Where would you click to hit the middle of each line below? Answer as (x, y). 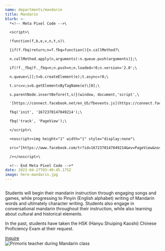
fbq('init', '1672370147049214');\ (46, 112)
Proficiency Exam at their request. (39, 229)
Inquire (12, 238)
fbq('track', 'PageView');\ (38, 121)
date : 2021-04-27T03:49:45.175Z (38, 170)
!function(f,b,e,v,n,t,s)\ (37, 41)
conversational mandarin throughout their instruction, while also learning (79, 209)
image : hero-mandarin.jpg (31, 175)
